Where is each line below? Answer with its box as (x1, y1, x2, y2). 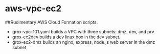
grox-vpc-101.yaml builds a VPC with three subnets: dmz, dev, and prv (12, 28, 154, 34)
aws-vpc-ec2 (5, 3, 62, 14)
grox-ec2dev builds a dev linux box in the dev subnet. (12, 34, 121, 40)
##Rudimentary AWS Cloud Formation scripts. (5, 19, 98, 25)
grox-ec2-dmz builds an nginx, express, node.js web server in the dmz (12, 39, 155, 45)
